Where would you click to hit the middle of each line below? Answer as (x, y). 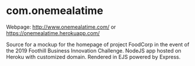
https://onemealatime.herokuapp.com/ (53, 33)
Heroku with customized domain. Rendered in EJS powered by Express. (93, 57)
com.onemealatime (55, 11)
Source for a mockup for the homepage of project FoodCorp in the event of (98, 44)
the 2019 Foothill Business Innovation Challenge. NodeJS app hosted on (94, 50)
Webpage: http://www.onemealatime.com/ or (61, 27)
